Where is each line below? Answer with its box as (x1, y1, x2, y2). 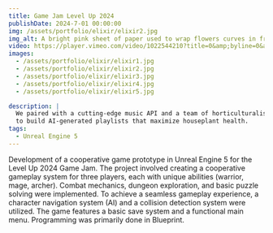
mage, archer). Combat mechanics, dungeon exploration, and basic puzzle (8, 180, 258, 190)
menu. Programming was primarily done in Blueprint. (8, 214, 185, 224)
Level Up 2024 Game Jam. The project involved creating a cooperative (8, 163, 246, 173)
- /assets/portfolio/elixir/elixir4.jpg (15, 80, 154, 88)
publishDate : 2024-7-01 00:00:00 (8, 19, 122, 28)
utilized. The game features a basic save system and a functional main (8, 206, 244, 216)
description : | (8, 102, 60, 110)
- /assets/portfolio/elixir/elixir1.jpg (15, 58, 154, 66)
